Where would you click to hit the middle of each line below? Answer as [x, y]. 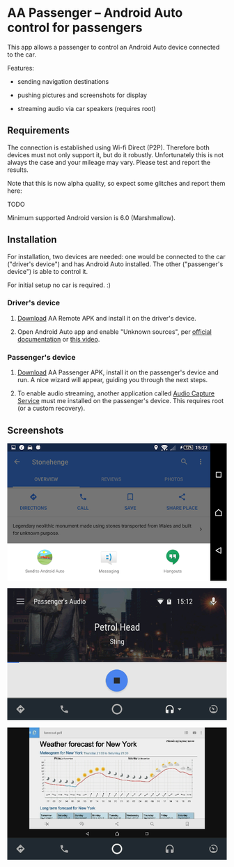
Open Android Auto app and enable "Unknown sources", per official [115, 331]
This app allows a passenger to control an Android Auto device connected [114, 47]
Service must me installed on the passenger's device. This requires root [120, 401]
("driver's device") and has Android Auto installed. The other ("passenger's [115, 264]
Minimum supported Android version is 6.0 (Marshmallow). [92, 217]
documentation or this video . [58, 339]
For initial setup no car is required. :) [59, 285]
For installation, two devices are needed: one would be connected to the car [116, 256]
